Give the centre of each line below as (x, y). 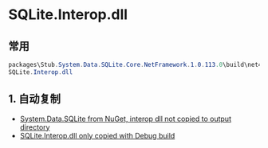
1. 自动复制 (35, 99)
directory (35, 127)
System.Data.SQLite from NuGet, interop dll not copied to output (125, 119)
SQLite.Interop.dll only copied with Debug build (97, 135)
